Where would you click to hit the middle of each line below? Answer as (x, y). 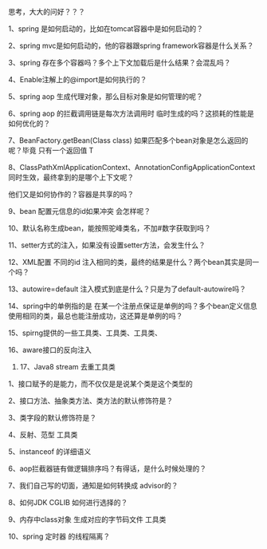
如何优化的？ (29, 123)
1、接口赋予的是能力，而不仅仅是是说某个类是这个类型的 (100, 384)
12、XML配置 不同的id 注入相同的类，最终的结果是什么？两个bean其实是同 (130, 262)
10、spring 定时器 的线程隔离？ (59, 536)
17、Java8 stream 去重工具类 (67, 367)
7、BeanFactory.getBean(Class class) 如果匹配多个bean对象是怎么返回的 (128, 140)
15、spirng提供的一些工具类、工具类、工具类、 (85, 333)
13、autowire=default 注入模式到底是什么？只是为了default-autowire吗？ (128, 289)
